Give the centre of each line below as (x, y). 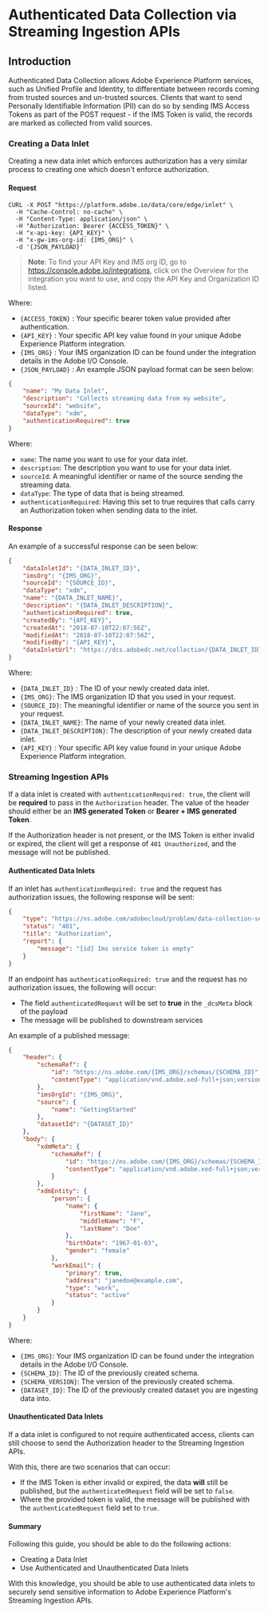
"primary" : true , (94, 1273)
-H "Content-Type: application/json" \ (82, 219)
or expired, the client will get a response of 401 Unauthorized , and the (122, 844)
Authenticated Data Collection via (122, 15)
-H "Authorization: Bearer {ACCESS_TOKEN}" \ (93, 226)
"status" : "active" (97, 1296)
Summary (25, 1526)
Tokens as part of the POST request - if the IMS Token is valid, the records (130, 114)
